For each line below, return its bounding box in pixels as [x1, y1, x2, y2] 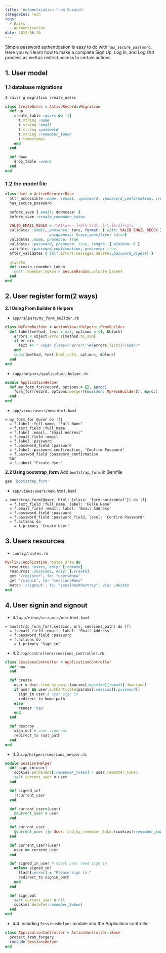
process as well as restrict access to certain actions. [5, 55, 112, 60]
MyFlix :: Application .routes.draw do [5, 560, 81, 565]
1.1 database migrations [5, 84, 63, 91]
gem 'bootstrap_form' [5, 479, 50, 484]
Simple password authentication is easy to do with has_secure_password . [5, 44, 152, 50]
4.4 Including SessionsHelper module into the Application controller [12, 921, 149, 927]
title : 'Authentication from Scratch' [5, 7, 85, 12]
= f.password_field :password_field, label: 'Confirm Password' [9, 514, 145, 519]
